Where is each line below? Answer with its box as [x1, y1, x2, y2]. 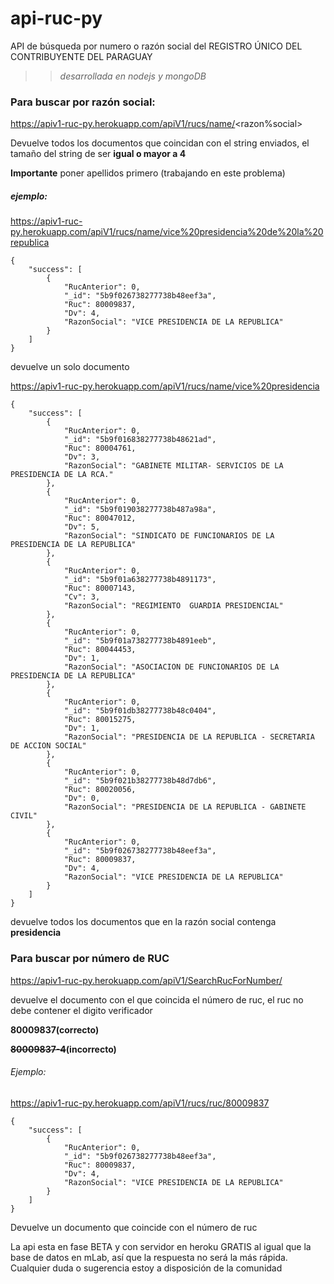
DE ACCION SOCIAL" [10, 741, 87, 751]
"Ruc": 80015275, [63, 715, 137, 725]
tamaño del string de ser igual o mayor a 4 [10, 148, 187, 160]
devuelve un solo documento [10, 361, 130, 373]
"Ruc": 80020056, [63, 785, 137, 795]
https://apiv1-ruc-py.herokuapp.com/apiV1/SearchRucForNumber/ [10, 974, 283, 986]
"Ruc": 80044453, [63, 645, 137, 655]
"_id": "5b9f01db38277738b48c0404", [63, 706, 217, 716]
